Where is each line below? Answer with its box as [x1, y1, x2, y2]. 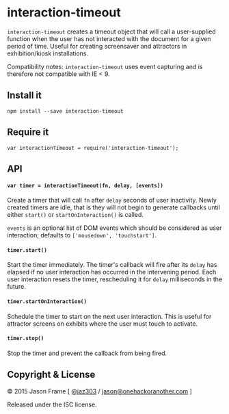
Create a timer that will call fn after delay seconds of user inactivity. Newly [7, 196, 217, 205]
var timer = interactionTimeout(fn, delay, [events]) [7, 182, 164, 189]
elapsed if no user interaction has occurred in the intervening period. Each [7, 268, 217, 276]
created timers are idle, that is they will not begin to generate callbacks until [7, 203, 220, 211]
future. [7, 283, 26, 291]
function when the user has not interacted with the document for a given [7, 34, 211, 42]
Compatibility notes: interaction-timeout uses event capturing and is [7, 62, 203, 70]
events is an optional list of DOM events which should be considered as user [7, 224, 222, 232]
